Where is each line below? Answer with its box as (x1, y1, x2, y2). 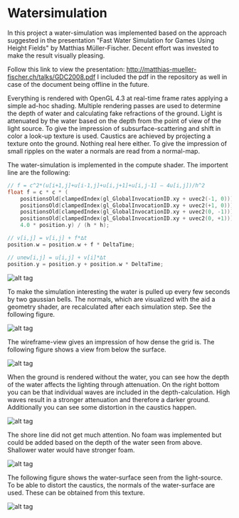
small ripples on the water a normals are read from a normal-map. (7, 147, 201, 155)
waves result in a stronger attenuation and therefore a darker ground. (7, 395, 211, 403)
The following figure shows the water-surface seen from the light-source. (7, 473, 223, 482)
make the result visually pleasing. (7, 51, 105, 60)
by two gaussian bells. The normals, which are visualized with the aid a (7, 295, 216, 303)
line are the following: (7, 168, 70, 176)
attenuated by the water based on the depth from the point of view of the (7, 116, 222, 125)
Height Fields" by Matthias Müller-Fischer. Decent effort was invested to (7, 43, 219, 52)
